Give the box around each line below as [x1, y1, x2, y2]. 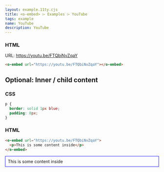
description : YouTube [5, 25, 49, 30]
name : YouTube [5, 21, 34, 26]
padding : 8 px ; [9, 111, 38, 116]
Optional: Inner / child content [5, 75, 98, 84]
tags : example [5, 16, 34, 21]
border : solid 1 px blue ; [9, 106, 60, 111]
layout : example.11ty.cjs [5, 7, 58, 12]
